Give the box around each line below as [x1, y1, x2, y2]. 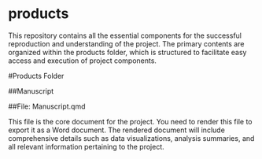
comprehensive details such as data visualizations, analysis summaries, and [8, 133, 255, 142]
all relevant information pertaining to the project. [8, 142, 165, 151]
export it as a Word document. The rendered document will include [8, 125, 226, 135]
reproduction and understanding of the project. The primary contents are [8, 39, 245, 48]
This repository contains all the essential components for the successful [8, 31, 242, 40]
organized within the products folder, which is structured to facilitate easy [8, 47, 247, 57]
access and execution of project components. [8, 56, 157, 65]
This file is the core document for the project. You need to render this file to [8, 116, 253, 126]
